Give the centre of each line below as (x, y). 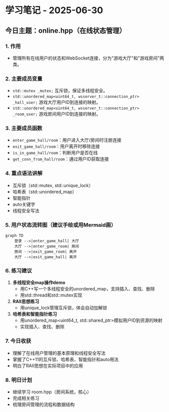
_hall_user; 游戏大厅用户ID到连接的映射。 (57, 102)
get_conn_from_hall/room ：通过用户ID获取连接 (61, 159)
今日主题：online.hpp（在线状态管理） (66, 31)
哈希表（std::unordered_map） (45, 192)
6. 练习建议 (19, 270)
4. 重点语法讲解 (24, 173)
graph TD (14, 236)
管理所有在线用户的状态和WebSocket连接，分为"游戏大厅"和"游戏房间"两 (88, 58)
